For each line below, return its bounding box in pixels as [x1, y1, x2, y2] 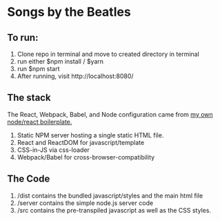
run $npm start [17, 65, 60, 73]
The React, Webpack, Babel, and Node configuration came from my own [7, 110, 214, 118]
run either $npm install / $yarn [17, 57, 104, 66]
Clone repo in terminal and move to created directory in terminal [17, 50, 200, 58]
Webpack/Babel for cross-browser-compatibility [17, 153, 155, 161]
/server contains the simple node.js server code [17, 198, 154, 207]
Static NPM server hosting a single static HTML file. [17, 131, 164, 139]
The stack [7, 92, 51, 104]
